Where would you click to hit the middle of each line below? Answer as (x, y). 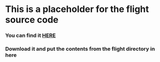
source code (32, 20)
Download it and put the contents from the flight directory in (80, 49)
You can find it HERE (31, 35)
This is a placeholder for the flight (77, 9)
